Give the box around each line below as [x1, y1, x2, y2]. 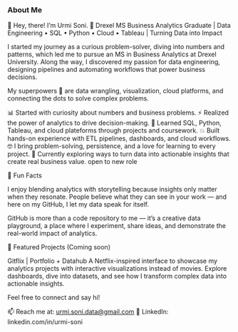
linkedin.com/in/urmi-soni [7, 318, 83, 326]
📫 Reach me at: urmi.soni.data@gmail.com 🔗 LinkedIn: [7, 308, 169, 316]
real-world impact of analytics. [7, 229, 98, 238]
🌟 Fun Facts [7, 171, 43, 180]
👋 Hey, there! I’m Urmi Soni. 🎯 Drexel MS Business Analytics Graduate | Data [7, 21, 232, 30]
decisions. [7, 73, 38, 81]
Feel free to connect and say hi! [7, 294, 100, 302]
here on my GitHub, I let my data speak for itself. [7, 200, 150, 209]
